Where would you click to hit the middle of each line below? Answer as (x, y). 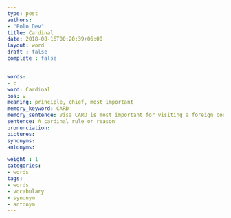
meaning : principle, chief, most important (70, 102)
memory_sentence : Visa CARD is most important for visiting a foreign (110, 115)
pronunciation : (29, 128)
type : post (23, 13)
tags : (15, 179)
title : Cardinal (30, 33)
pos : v (16, 96)
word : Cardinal (29, 89)
